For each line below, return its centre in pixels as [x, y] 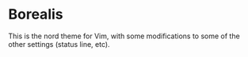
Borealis [36, 14]
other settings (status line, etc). [59, 44]
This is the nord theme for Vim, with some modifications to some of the [124, 36]
